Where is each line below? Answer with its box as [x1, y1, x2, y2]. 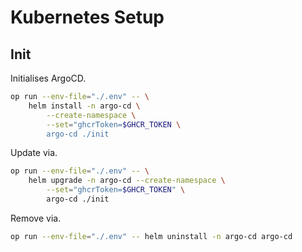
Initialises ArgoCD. [10, 72, 87, 84]
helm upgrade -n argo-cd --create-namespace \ [28, 176, 226, 186]
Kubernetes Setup [10, 6, 165, 29]
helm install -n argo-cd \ [28, 101, 141, 111]
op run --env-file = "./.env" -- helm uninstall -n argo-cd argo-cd [10, 231, 293, 241]
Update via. [10, 147, 58, 159]
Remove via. [10, 212, 62, 224]
